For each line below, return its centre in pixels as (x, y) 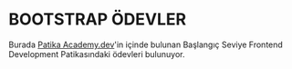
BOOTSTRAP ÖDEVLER (98, 20)
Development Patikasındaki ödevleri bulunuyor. (97, 54)
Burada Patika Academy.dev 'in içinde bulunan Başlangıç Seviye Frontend (146, 44)
